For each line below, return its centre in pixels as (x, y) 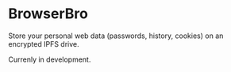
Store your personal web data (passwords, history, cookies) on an (116, 36)
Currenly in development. (50, 59)
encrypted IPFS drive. (44, 44)
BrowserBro (48, 14)
